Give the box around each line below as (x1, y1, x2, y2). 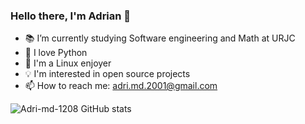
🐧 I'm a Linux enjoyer (24, 57, 112, 69)
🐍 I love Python (24, 47, 88, 59)
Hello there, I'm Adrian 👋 (10, 9, 132, 23)
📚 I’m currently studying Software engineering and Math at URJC (24, 32, 296, 44)
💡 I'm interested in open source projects (24, 68, 191, 80)
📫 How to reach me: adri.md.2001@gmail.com (24, 80, 218, 92)
